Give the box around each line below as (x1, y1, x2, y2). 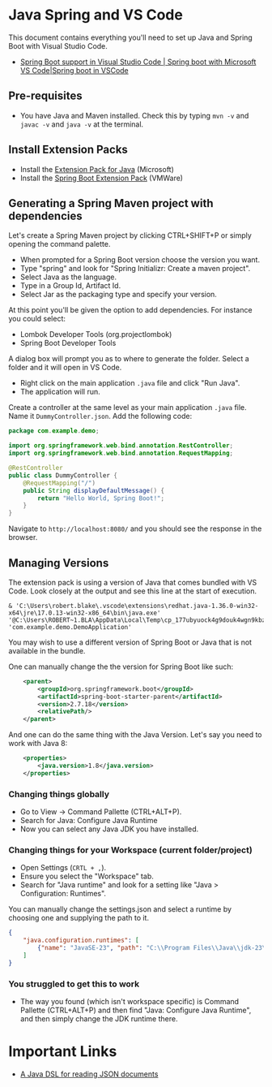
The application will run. (19, 387, 100, 397)
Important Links (8, 1042, 117, 1061)
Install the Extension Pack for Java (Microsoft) (19, 164, 174, 174)
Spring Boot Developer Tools (19, 339, 117, 348)
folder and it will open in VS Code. (8, 363, 122, 373)
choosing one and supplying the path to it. (8, 913, 150, 923)
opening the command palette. (8, 239, 111, 249)
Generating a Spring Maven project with (8, 196, 214, 210)
